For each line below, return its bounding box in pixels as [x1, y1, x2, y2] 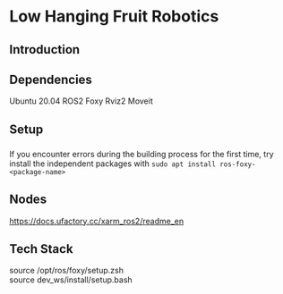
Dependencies [9, 71, 92, 87]
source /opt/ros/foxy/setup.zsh [9, 265, 124, 276]
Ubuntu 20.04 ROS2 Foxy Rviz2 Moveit [9, 96, 154, 106]
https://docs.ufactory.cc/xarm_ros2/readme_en [9, 215, 184, 226]
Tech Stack [9, 241, 73, 256]
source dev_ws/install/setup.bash [9, 274, 133, 285]
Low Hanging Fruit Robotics [9, 6, 219, 27]
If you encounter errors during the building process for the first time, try [9, 148, 275, 159]
